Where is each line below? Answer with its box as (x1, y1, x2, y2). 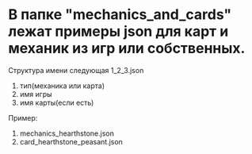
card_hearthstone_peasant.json (19, 137, 123, 146)
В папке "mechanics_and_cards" (8, 6, 232, 24)
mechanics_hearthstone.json (19, 129, 115, 138)
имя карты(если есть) (19, 98, 94, 107)
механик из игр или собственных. (8, 40, 246, 57)
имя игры (19, 89, 53, 98)
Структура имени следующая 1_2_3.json (8, 65, 144, 75)
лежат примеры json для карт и (8, 22, 229, 40)
